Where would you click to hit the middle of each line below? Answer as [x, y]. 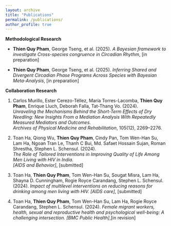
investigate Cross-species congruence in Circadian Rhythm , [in [80, 54]
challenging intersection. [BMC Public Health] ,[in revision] [74, 218]
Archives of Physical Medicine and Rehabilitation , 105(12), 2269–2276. [87, 128]
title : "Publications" [30, 15]
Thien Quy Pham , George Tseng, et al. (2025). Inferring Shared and [84, 70]
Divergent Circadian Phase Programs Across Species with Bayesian [85, 76]
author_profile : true [28, 24]
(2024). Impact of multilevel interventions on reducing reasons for [83, 186]
